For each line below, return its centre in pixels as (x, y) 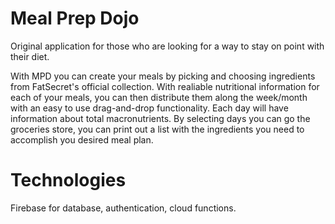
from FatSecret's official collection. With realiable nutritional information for (165, 86)
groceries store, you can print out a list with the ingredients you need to (157, 129)
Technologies (68, 180)
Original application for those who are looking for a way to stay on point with (167, 46)
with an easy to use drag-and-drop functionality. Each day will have (149, 108)
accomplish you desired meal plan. (82, 139)
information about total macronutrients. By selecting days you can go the (160, 118)
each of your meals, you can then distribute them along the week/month (159, 97)
